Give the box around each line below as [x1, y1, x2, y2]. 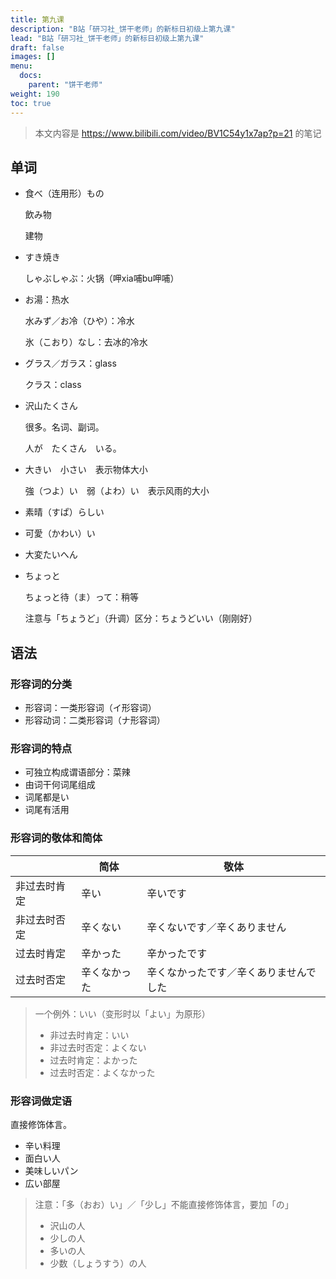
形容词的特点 [10, 741, 73, 755]
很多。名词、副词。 [24, 421, 105, 433]
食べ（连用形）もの [24, 187, 105, 200]
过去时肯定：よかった [49, 1054, 138, 1066]
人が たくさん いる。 [24, 442, 122, 455]
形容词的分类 [10, 677, 73, 691]
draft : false [10, 42, 65, 53]
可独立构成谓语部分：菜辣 [24, 766, 131, 778]
